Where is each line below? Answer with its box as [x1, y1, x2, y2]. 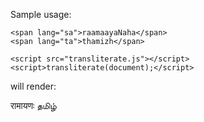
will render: [10, 80, 57, 92]
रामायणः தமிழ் [10, 100, 57, 111]
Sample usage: [10, 9, 72, 20]
